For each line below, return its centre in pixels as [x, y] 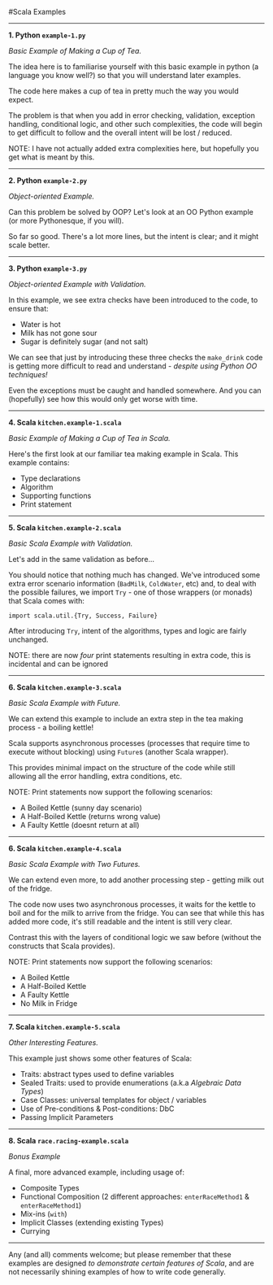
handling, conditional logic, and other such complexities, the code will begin [135, 124]
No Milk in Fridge [49, 1003]
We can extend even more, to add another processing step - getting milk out [136, 880]
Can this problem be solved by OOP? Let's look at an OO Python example [131, 212]
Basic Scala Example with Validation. [71, 543]
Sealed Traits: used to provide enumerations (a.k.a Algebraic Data [131, 1082]
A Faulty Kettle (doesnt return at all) [80, 825]
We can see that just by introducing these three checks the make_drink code [136, 357]
